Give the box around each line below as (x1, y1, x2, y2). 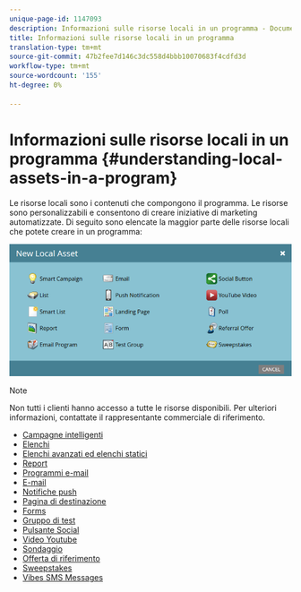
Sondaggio (21, 544, 63, 554)
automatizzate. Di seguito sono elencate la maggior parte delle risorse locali (9, 216, 289, 227)
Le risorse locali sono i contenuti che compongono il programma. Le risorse (9, 197, 288, 208)
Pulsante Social (21, 525, 80, 536)
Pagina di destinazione (21, 496, 107, 507)
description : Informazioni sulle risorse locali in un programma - (9, 23, 267, 33)
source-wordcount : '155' (9, 72, 102, 81)
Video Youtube (21, 534, 78, 545)
